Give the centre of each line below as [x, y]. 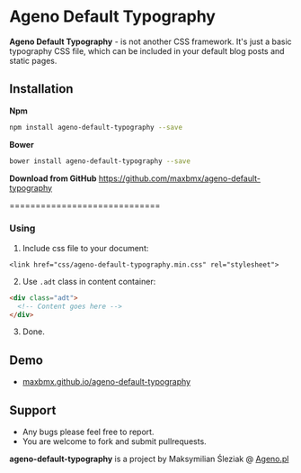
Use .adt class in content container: [89, 281]
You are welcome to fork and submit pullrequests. [114, 441]
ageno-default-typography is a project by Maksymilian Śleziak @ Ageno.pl [149, 459]
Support [33, 410]
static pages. [33, 60]
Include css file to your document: [85, 248]
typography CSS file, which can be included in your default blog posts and [147, 50]
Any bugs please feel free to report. [88, 432]
